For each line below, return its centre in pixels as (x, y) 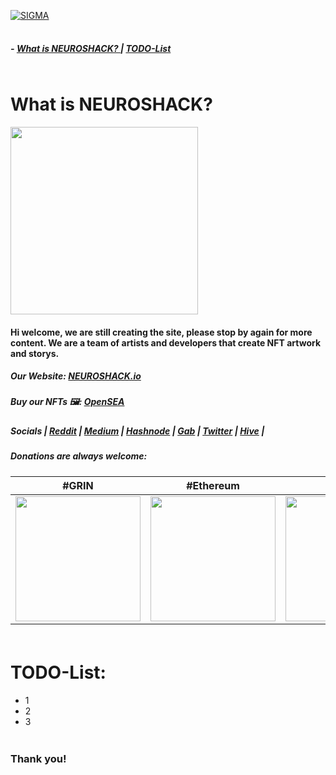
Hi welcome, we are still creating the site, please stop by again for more (161, 332)
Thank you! (38, 759)
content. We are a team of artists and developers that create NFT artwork (166, 342)
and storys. (35, 353)
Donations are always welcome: (79, 456)
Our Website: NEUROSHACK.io (76, 376)
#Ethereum (213, 485)
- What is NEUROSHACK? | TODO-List (91, 48)
